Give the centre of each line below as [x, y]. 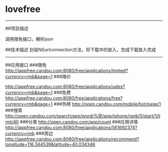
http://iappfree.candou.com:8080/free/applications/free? [64, 98]
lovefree [23, 9]
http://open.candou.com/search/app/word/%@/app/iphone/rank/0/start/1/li [83, 115]
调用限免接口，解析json [29, 39]
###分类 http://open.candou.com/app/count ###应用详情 [79, 121]
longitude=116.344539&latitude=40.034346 [50, 144]
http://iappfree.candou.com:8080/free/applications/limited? [67, 70]
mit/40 [12, 121]
